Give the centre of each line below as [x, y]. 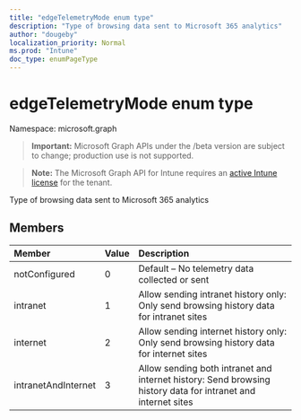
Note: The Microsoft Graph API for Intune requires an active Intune [154, 172]
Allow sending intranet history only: [212, 294]
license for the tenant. [72, 182]
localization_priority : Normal [68, 43]
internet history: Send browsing [204, 380]
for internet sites [173, 354]
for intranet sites [173, 317]
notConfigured [44, 274]
